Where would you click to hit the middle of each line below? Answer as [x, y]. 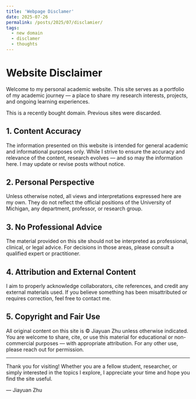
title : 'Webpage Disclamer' [40, 11]
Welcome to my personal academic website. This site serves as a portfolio [95, 89]
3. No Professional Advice [54, 227]
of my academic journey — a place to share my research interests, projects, [97, 95]
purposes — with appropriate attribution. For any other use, [107, 343]
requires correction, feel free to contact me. [59, 299]
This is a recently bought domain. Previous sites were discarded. [84, 113]
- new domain [27, 33]
